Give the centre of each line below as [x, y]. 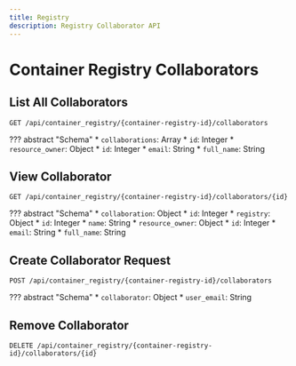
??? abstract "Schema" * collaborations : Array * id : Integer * [121, 139]
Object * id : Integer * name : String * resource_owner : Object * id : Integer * [143, 223]
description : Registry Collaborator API [85, 26]
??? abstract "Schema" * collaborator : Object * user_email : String [130, 298]
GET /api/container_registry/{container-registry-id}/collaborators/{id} [149, 197]
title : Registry [39, 17]
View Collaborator [60, 176]
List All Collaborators [69, 103]
